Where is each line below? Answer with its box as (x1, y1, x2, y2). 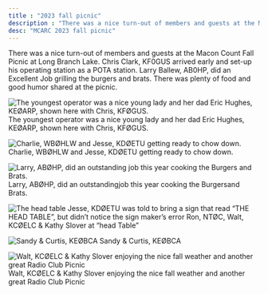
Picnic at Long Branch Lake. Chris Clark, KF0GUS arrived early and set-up (8, 57, 253, 66)
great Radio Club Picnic (8, 277, 85, 287)
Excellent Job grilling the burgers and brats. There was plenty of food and (8, 73, 251, 84)
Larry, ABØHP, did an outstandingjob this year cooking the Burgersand (8, 180, 240, 189)
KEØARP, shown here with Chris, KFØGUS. (8, 123, 149, 133)
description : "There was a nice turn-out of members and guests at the (8, 19, 255, 27)
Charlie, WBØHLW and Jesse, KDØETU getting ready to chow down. (8, 147, 234, 157)
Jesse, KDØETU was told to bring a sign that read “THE (67, 204, 250, 213)
